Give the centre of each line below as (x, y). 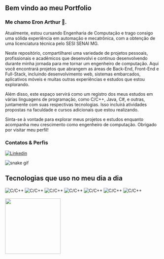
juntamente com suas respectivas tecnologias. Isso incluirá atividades (76, 104)
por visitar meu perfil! (27, 130)
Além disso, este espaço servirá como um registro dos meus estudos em (79, 94)
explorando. (17, 84)
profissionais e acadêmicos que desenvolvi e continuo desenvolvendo (76, 58)
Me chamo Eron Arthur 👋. (36, 22)
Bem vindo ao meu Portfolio (49, 8)
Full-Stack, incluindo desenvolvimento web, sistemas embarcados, (73, 74)
